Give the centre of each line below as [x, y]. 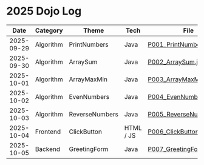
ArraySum [83, 62]
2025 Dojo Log [44, 11]
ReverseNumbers [93, 114]
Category [49, 30]
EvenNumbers [89, 96]
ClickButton [85, 132]
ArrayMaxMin [88, 79]
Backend [48, 149]
